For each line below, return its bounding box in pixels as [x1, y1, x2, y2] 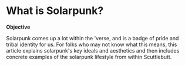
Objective [6, 23, 31, 30]
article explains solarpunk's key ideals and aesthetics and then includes [6, 47, 180, 54]
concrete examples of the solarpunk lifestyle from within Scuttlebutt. [6, 53, 172, 60]
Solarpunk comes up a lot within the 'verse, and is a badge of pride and [6, 34, 179, 41]
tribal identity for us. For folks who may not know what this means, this [6, 41, 177, 48]
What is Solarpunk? [6, 4, 104, 18]
